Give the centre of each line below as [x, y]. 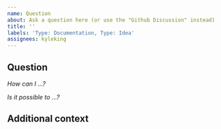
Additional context [48, 119]
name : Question [29, 13]
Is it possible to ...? [34, 97]
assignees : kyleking [37, 39]
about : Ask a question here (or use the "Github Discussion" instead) [111, 20]
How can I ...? [27, 83]
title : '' [21, 26]
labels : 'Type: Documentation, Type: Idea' [71, 33]
